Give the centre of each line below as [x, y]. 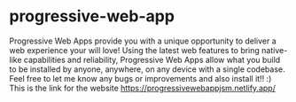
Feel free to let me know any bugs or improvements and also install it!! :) [140, 78]
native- [274, 50]
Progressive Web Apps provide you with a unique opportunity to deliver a [143, 41]
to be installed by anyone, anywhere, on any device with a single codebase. [147, 69]
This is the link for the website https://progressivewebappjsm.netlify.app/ [143, 88]
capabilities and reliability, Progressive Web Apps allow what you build [152, 59]
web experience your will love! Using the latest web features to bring [134, 50]
